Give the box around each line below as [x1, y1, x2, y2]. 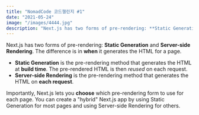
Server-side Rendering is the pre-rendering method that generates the [14, 72, 189, 79]
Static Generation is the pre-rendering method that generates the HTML [14, 59, 192, 66]
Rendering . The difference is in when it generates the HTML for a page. [6, 48, 182, 55]
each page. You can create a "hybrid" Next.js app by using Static [6, 96, 165, 103]
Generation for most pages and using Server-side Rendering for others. [6, 102, 181, 110]
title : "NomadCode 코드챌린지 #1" [6, 8, 85, 15]
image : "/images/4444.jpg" [6, 20, 73, 25]
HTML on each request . [14, 78, 74, 85]
